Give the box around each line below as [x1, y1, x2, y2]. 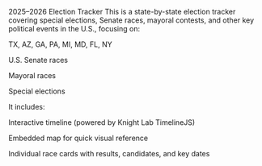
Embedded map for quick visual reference [8, 133, 148, 143]
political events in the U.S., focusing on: [8, 24, 140, 33]
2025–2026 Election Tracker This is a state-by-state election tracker [8, 7, 236, 16]
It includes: [8, 102, 45, 111]
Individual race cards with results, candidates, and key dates [8, 149, 210, 158]
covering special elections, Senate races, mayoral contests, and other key [8, 15, 255, 25]
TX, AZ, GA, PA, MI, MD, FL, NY [8, 39, 112, 49]
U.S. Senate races [8, 56, 69, 64]
